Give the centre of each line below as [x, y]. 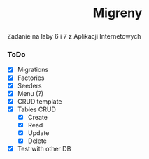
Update [38, 133]
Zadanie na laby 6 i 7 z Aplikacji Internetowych [74, 36]
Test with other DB [44, 149]
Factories [31, 78]
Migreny [118, 13]
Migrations [33, 70]
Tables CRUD [36, 109]
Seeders [29, 85]
